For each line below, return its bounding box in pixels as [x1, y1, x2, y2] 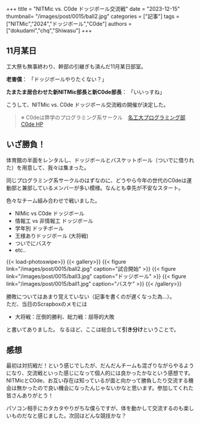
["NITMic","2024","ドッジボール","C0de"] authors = [6, 20, 133, 27]
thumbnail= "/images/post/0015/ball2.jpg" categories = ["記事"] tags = [6, 13, 180, 20]
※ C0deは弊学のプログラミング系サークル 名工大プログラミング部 [20, 113, 186, 121]
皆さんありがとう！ [6, 392, 54, 399]
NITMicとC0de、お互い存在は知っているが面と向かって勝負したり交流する [6, 377, 189, 384]
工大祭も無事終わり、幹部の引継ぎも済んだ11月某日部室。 [6, 62, 146, 70]
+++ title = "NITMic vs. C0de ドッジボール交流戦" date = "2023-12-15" [6, 5, 180, 12]
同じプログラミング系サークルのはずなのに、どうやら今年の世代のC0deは [6, 176, 187, 184]
